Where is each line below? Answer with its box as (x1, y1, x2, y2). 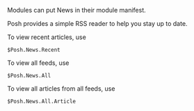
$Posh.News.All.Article (7, 98, 76, 105)
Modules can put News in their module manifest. (7, 6, 146, 14)
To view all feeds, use (7, 59, 70, 67)
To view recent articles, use (7, 33, 87, 41)
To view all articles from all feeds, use (7, 84, 115, 93)
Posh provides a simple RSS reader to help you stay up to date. (7, 20, 188, 27)
